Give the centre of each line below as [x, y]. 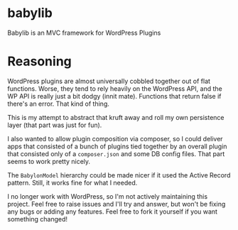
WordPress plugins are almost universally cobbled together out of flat [109, 81]
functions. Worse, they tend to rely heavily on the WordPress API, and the [115, 88]
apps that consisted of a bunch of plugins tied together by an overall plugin [117, 146]
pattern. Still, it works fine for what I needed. [72, 182]
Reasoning [40, 61]
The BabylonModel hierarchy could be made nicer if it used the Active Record [119, 175]
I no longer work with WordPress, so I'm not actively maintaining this [108, 196]
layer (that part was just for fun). [55, 125]
